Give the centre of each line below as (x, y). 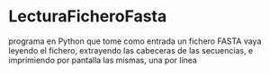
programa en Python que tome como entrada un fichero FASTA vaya (135, 41)
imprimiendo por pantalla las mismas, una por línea (103, 60)
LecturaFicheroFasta (88, 16)
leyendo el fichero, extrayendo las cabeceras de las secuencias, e (131, 50)
